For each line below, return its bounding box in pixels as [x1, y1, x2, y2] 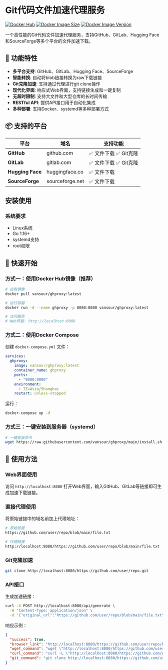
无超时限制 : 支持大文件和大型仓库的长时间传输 [12, 93, 107, 99]
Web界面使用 [5, 471, 37, 478]
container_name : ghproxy [14, 368, 66, 373]
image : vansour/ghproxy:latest [14, 363, 79, 368]
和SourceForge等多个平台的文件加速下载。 [5, 38, 93, 44]
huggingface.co [46, 168, 84, 175]
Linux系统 [12, 225, 33, 231]
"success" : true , [9, 637, 46, 642]
